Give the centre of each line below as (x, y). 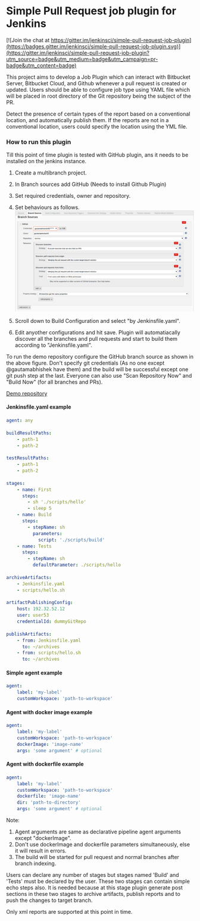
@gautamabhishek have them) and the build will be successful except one (97, 369)
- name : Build (34, 515)
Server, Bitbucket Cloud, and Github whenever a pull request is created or (96, 83)
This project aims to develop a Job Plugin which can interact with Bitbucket (98, 77)
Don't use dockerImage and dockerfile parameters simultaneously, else (102, 844)
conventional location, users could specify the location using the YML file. (97, 126)
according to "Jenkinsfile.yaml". (53, 345)
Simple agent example (34, 673)
